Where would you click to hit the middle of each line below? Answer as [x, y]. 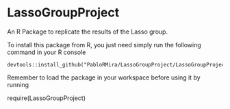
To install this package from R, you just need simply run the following [104, 45]
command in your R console [47, 52]
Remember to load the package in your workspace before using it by [104, 77]
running [18, 84]
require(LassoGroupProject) [47, 98]
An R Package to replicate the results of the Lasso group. [88, 32]
